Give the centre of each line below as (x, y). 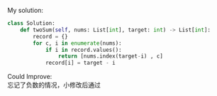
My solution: (26, 10)
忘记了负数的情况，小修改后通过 (54, 85)
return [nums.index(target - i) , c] (110, 56)
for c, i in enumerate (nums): (77, 43)
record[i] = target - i (80, 63)
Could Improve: (30, 77)
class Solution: (31, 23)
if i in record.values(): (83, 50)
